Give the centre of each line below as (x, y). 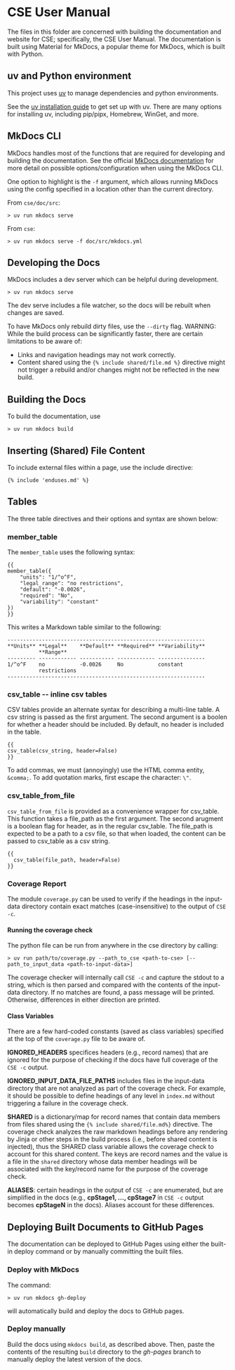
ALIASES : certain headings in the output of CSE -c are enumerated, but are (115, 1190)
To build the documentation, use (54, 416)
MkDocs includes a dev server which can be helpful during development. (113, 280)
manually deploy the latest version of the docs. (75, 1359)
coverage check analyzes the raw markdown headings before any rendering (117, 1132)
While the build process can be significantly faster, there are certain (105, 334)
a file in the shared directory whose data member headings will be (102, 1162)
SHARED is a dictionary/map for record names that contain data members (114, 1117)
